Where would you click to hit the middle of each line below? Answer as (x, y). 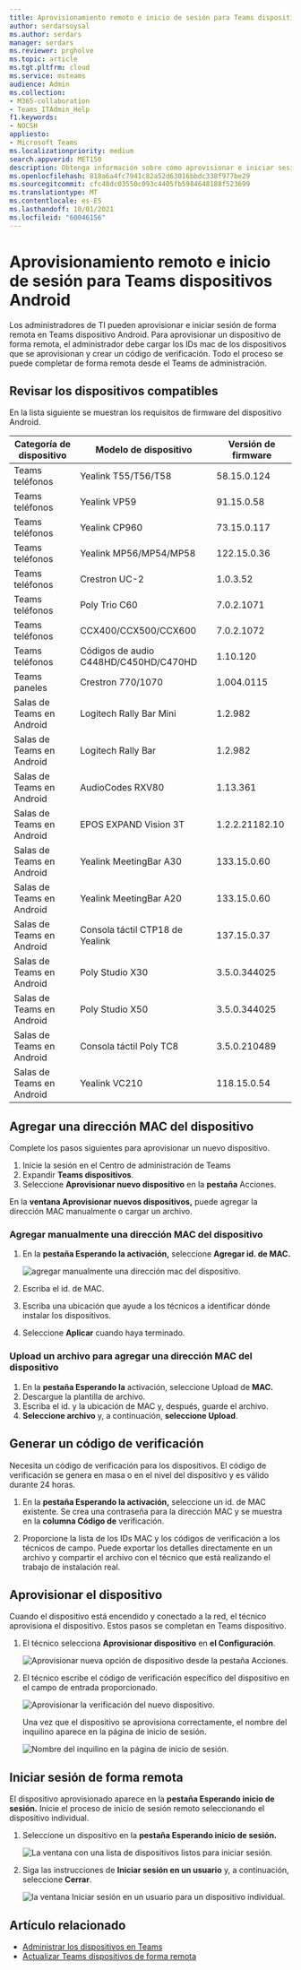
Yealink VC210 (112, 1084)
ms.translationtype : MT (54, 193)
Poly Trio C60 (109, 605)
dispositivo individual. (49, 1818)
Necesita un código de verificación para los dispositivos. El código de (138, 1465)
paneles (30, 688)
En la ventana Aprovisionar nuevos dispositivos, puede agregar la (133, 1202)
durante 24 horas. (43, 1484)
